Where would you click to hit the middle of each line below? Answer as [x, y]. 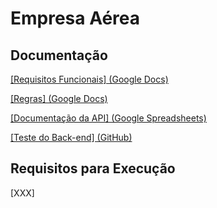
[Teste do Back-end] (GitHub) [71, 137]
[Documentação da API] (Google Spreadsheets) [108, 118]
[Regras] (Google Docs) [59, 98]
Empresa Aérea [75, 18]
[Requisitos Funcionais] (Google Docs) [89, 79]
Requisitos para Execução [93, 168]
